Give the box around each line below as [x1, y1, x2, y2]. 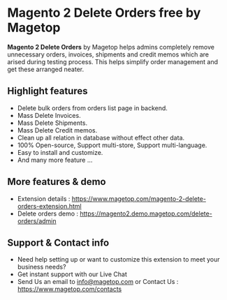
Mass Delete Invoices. [17, 111, 82, 119]
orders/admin [17, 216, 57, 225]
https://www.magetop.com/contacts [17, 285, 122, 294]
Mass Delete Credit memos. [17, 126, 98, 134]
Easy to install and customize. [17, 148, 103, 156]
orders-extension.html [17, 202, 82, 210]
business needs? [17, 263, 66, 271]
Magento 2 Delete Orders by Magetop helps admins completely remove [7, 43, 215, 51]
